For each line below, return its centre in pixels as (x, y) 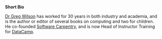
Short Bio (15, 7)
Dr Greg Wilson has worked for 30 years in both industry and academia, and (81, 16)
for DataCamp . (20, 32)
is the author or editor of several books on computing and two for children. (80, 21)
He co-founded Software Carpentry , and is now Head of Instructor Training (80, 26)
